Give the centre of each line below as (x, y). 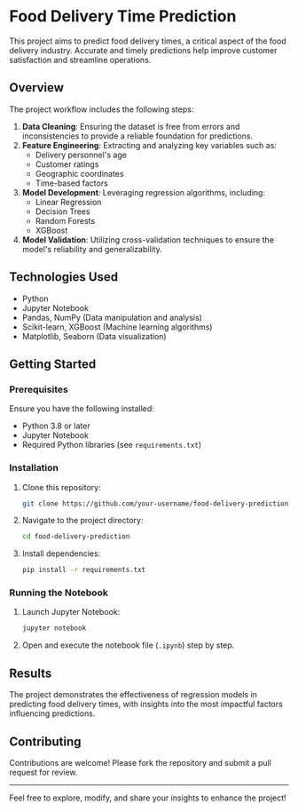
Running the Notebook (59, 593)
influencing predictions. (52, 713)
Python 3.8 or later (56, 426)
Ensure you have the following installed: (82, 409)
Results (31, 673)
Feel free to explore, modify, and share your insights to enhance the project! (148, 798)
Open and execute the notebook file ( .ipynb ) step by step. (128, 645)
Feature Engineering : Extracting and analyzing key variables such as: (149, 145)
